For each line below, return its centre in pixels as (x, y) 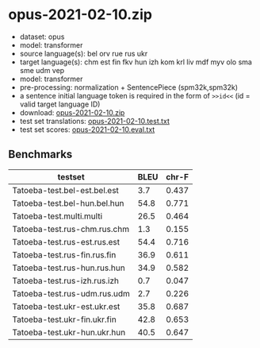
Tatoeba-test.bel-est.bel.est (65, 190)
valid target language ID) (60, 104)
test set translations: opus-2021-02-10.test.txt (95, 121)
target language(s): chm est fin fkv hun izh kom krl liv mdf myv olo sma (136, 62)
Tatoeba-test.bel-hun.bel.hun (68, 203)
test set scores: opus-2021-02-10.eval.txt (87, 130)
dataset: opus (42, 37)
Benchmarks (40, 155)
